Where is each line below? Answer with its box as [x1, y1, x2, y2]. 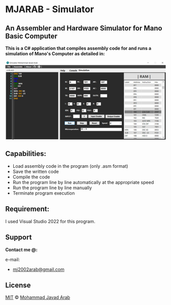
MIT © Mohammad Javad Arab [5, 294, 70, 300]
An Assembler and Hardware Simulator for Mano [5, 24, 162, 33]
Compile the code [12, 174, 50, 180]
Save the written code [12, 168, 59, 174]
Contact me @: [5, 247, 38, 253]
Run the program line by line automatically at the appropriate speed [12, 179, 154, 185]
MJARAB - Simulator [5, 4, 94, 15]
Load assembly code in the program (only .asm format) [12, 163, 128, 169]
